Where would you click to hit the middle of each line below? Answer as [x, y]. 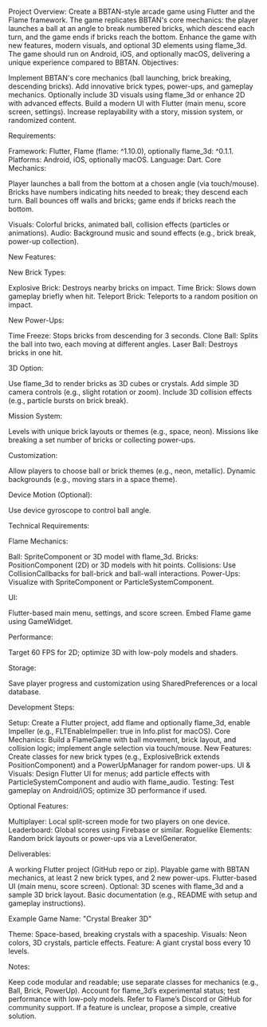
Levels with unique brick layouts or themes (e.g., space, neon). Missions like [133, 431]
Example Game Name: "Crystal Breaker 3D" [80, 918]
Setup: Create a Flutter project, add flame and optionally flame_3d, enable [130, 723]
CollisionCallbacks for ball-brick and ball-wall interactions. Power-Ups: [124, 573]
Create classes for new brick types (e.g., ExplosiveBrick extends [114, 756]
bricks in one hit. [36, 353]
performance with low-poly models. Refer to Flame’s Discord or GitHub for [130, 999]
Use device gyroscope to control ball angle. [80, 510]
